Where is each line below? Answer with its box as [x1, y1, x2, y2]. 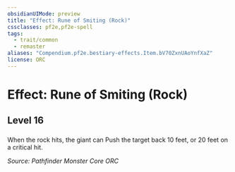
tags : [7, 30, 23, 37]
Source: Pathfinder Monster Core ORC [7, 156, 119, 166]
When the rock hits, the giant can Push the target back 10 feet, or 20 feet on [7, 135, 228, 145]
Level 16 [7, 114, 44, 127]
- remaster [13, 43, 46, 50]
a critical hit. [7, 143, 44, 152]
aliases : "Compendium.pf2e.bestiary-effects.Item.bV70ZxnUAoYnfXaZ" [7, 50, 213, 57]
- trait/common [13, 37, 59, 44]
